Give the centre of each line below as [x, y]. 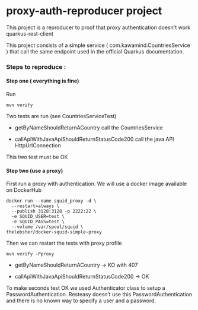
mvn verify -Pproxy [30, 254]
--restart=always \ [36, 206]
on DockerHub [24, 190]
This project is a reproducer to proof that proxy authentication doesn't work [98, 27]
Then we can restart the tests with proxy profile [64, 243]
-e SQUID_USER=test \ [38, 217]
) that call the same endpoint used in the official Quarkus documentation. [95, 51]
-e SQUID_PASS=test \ [38, 222]
